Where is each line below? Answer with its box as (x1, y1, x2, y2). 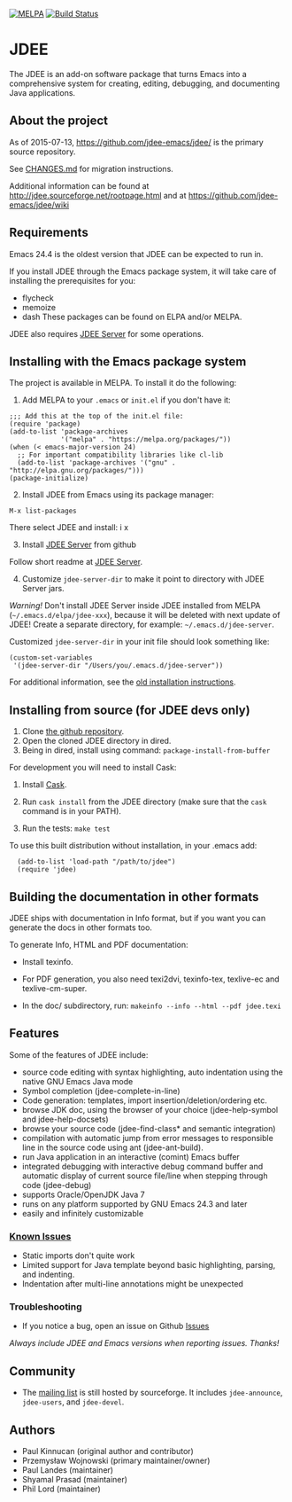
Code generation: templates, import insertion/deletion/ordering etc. (21, 1095, 268, 1106)
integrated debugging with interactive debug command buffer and (21, 1161, 264, 1171)
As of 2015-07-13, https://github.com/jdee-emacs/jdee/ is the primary (9, 137, 264, 147)
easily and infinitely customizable (21, 1208, 144, 1218)
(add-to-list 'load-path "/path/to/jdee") (17, 857, 176, 866)
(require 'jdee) (17, 865, 77, 874)
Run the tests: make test (21, 823, 111, 833)
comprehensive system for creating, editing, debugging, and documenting (9, 78, 280, 89)
